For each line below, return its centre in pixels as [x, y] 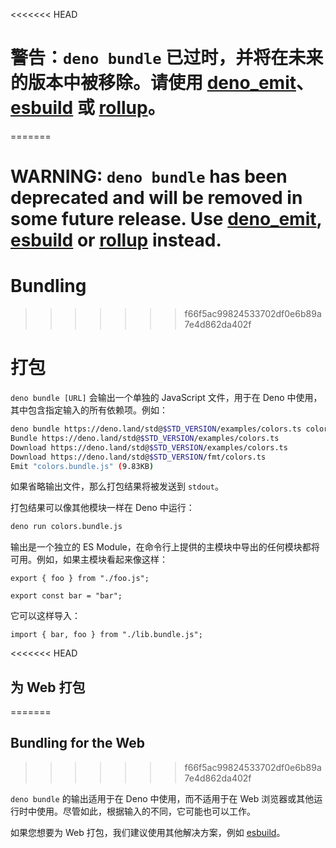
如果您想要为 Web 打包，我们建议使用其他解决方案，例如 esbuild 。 [148, 832]
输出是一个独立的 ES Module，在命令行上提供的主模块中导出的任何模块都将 [165, 547]
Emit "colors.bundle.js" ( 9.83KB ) [82, 466]
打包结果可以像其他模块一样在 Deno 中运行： [102, 508]
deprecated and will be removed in [156, 198]
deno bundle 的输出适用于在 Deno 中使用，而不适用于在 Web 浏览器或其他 [162, 798]
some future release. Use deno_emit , [166, 219]
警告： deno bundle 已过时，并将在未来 [167, 58]
